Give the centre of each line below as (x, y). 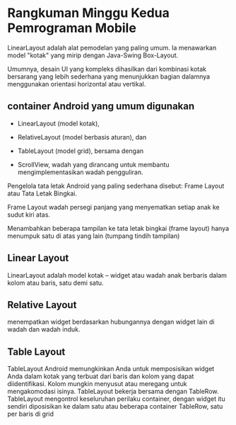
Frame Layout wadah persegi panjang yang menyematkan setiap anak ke (114, 207)
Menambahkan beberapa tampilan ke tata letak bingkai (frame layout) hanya (118, 228)
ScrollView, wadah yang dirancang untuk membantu (93, 164)
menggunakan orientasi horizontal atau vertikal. (77, 84)
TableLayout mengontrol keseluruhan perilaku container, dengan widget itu (116, 399)
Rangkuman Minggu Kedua (88, 13)
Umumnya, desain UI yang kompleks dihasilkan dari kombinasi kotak (107, 69)
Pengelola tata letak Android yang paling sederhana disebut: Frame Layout (116, 186)
